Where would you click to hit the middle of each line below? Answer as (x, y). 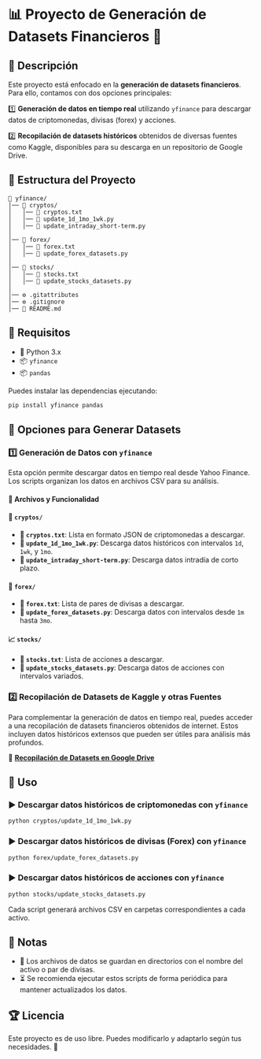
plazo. (29, 568)
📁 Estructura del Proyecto (72, 180)
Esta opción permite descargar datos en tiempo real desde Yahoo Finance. (129, 473)
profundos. (26, 742)
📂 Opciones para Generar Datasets (95, 429)
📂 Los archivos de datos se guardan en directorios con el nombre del (131, 961)
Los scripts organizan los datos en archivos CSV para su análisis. (114, 481)
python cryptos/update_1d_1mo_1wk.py (70, 821)
